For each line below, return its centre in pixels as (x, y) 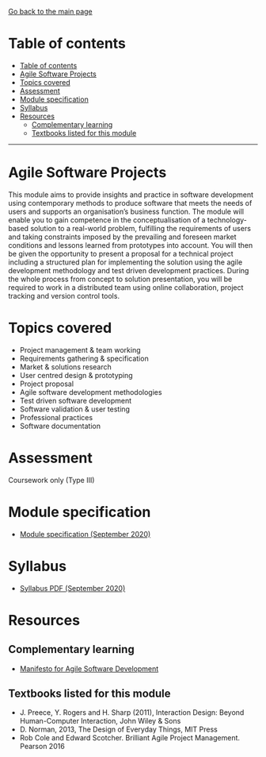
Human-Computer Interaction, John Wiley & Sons (100, 721)
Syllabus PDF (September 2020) (72, 588)
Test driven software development (76, 400)
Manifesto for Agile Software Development (89, 668)
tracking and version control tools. (64, 295)
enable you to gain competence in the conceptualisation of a (107, 220)
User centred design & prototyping (76, 375)
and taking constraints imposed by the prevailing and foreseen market (122, 237)
